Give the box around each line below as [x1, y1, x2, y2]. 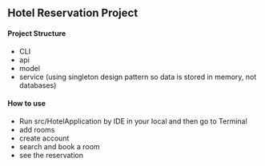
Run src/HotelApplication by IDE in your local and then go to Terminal [18, 116, 247, 126]
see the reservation [18, 150, 83, 160]
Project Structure [7, 28, 66, 38]
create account [18, 133, 70, 143]
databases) [18, 80, 57, 90]
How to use [7, 99, 46, 109]
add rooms [18, 125, 55, 134]
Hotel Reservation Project [7, 6, 139, 20]
